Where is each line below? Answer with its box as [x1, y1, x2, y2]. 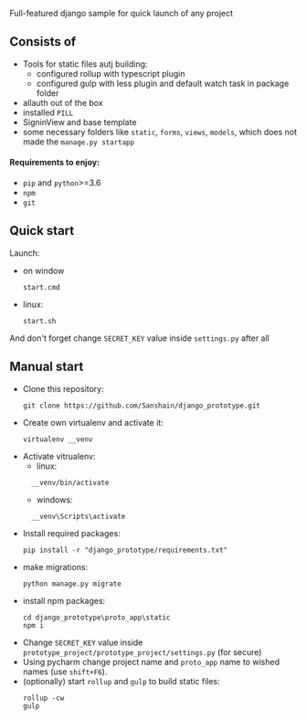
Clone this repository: [22, 383, 104, 394]
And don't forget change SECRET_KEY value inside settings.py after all [9, 333, 269, 344]
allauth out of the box [22, 97, 103, 108]
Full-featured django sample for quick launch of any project [9, 8, 234, 18]
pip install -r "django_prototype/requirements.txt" [22, 545, 228, 555]
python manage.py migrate [22, 579, 121, 588]
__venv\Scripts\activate [31, 512, 126, 521]
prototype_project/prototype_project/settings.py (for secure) [22, 646, 262, 657]
